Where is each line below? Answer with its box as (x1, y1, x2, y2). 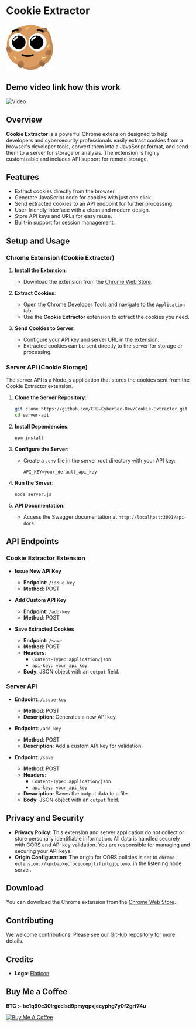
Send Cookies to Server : (14, 325, 75, 332)
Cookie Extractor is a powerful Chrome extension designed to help (6, 130, 168, 137)
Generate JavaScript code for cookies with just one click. (14, 194, 153, 201)
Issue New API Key (14, 567, 61, 574)
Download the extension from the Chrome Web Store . (23, 278, 153, 285)
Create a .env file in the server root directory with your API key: (23, 457, 176, 464)
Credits (6, 954, 34, 964)
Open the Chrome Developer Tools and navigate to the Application (23, 301, 185, 308)
